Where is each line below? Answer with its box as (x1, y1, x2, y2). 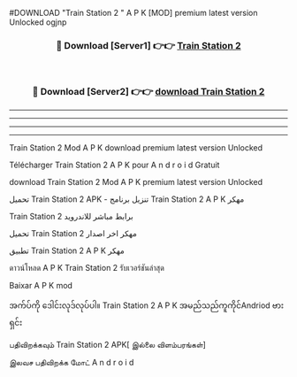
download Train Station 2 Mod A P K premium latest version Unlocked (9, 176, 263, 187)
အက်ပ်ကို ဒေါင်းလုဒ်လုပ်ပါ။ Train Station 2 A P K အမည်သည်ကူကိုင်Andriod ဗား (9, 300, 285, 311)
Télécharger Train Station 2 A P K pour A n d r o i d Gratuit (9, 159, 220, 170)
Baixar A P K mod (9, 280, 73, 290)
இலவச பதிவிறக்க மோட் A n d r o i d (9, 357, 134, 367)
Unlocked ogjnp (9, 17, 67, 27)
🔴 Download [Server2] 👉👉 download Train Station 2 (32, 86, 265, 98)
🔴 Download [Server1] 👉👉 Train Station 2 (56, 39, 241, 51)
